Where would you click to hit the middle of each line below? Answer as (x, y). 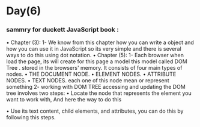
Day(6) (24, 11)
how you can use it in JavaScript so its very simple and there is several (94, 49)
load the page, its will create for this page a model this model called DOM (97, 61)
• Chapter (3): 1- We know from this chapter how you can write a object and (100, 42)
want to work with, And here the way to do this (64, 100)
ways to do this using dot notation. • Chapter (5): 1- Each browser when (95, 55)
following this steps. (31, 117)
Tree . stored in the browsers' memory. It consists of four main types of (94, 68)
